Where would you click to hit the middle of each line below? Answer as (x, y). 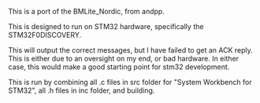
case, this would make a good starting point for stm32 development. (119, 67)
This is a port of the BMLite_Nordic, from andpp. (87, 11)
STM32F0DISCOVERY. (45, 35)
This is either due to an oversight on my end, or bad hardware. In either (123, 59)
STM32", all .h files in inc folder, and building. (82, 90)
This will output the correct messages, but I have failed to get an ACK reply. (131, 50)
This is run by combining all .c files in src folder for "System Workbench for (130, 82)
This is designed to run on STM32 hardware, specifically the (106, 26)
